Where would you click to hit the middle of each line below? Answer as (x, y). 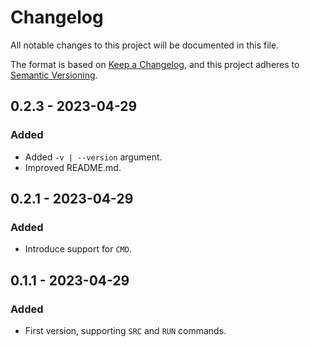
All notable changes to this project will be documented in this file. (145, 45)
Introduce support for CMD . (78, 249)
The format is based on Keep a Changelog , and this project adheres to (155, 64)
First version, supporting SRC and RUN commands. (125, 330)
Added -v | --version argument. (93, 157)
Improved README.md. (73, 167)
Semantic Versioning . (54, 75)
